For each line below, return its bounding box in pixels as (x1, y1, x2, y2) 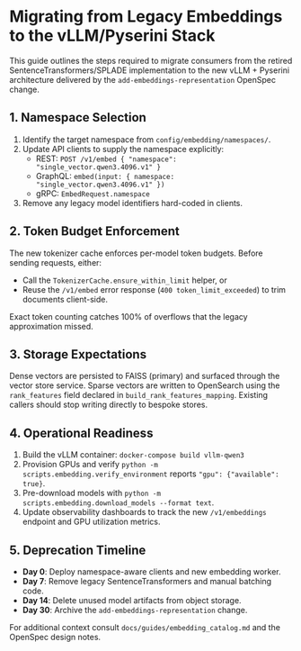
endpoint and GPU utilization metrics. (22, 516, 161, 528)
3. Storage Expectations (9, 347, 146, 362)
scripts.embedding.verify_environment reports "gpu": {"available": (22, 468, 280, 479)
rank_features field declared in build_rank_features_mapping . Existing (9, 390, 268, 401)
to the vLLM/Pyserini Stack (9, 25, 216, 46)
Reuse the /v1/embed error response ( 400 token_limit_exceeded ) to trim (22, 284, 286, 294)
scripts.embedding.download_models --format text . (22, 497, 215, 508)
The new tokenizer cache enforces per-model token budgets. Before (9, 248, 263, 258)
